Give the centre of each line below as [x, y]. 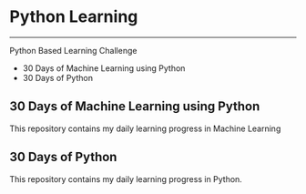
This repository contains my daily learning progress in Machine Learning [145, 128]
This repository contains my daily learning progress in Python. [126, 179]
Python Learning [74, 17]
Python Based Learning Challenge [73, 50]
